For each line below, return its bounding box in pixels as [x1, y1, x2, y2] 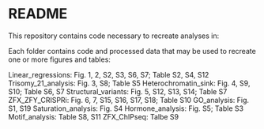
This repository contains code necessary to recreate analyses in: [8, 31, 220, 40]
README [8, 5, 68, 23]
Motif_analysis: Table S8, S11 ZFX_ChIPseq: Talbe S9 [8, 112, 179, 121]
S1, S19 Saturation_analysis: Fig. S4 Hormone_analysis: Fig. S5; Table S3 [8, 104, 243, 113]
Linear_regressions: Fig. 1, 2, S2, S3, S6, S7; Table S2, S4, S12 [8, 70, 209, 79]
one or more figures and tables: [8, 55, 111, 64]
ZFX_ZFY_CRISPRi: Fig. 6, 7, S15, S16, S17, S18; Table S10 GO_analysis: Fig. [8, 95, 250, 104]
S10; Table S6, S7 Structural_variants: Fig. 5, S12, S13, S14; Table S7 [8, 86, 228, 96]
